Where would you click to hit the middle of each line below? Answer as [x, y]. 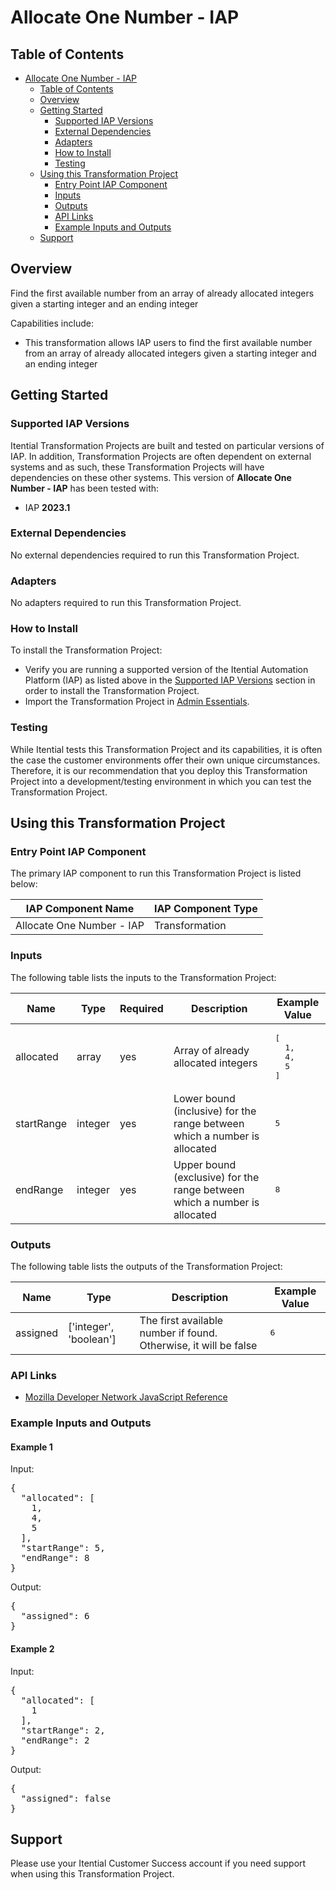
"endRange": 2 [55, 1740]
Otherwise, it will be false [198, 1345]
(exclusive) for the [216, 1177]
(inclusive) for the [215, 1111]
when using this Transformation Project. [92, 1874]
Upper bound [205, 1164]
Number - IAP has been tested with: [85, 488]
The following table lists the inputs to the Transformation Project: [143, 977]
